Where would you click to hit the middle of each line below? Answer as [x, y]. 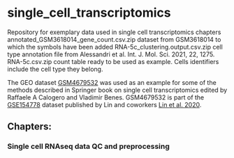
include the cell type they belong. [55, 69]
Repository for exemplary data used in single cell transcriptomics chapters [114, 32]
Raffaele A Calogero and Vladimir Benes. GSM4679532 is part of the [106, 97]
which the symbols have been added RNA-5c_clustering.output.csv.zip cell [115, 47]
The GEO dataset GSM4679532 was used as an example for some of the [112, 82]
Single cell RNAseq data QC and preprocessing [88, 146]
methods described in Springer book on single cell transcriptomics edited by [117, 90]
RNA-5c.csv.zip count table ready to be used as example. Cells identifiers [113, 61]
